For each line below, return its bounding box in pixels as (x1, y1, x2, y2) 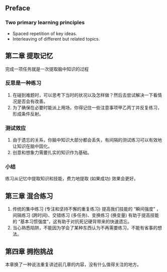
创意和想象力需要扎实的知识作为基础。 (12, 150, 92, 156)
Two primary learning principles (5, 19, 85, 26)
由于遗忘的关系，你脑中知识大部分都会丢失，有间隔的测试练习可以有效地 (12, 137, 162, 143)
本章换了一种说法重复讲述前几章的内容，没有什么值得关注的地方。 (5, 261, 141, 267)
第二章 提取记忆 (5, 52, 53, 60)
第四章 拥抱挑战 (5, 247, 53, 255)
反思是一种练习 (5, 80, 42, 87)
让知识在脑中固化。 (12, 143, 53, 150)
